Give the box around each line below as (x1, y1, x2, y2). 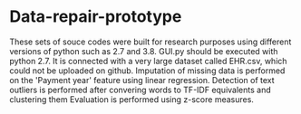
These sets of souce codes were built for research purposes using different (9, 36, 292, 47)
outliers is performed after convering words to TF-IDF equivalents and (9, 84, 271, 95)
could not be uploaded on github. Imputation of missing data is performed (9, 65, 286, 76)
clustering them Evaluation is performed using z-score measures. (9, 93, 254, 105)
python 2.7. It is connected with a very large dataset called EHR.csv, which (9, 55, 287, 66)
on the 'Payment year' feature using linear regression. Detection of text (9, 74, 275, 85)
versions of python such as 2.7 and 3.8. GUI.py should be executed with (9, 45, 278, 56)
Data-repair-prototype (9, 6, 182, 27)
